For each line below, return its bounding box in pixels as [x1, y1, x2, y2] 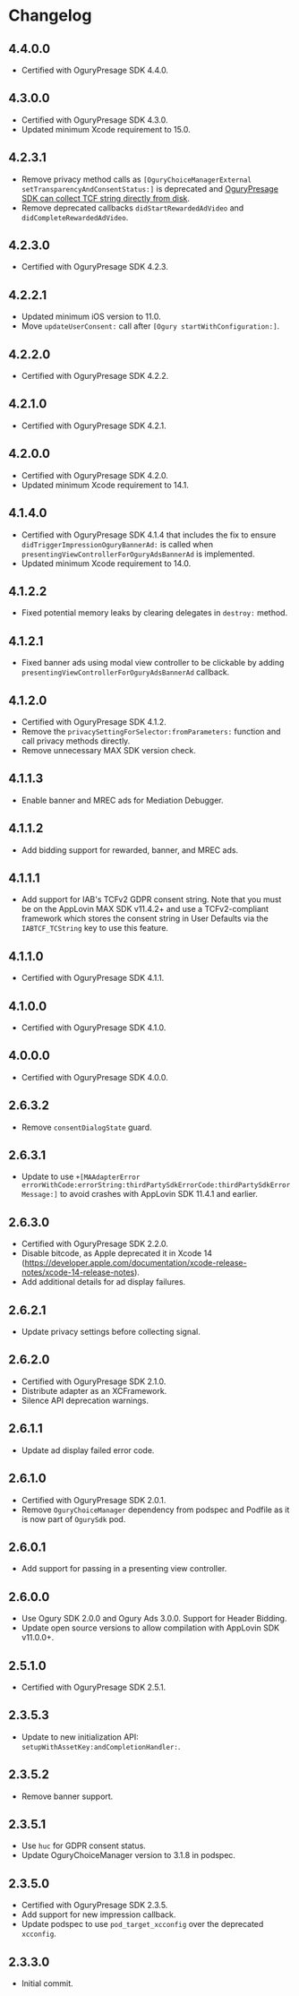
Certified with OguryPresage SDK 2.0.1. [21, 1494, 167, 1505]
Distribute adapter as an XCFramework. [21, 1385, 167, 1396]
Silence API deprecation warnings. [21, 1395, 149, 1406]
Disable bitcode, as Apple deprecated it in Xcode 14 [21, 1248, 212, 1259]
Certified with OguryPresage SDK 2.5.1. [21, 1682, 167, 1692]
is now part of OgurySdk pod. [21, 1513, 126, 1524]
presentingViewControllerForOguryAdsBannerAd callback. [21, 667, 230, 677]
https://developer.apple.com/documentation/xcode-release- [24, 1258, 247, 1269]
